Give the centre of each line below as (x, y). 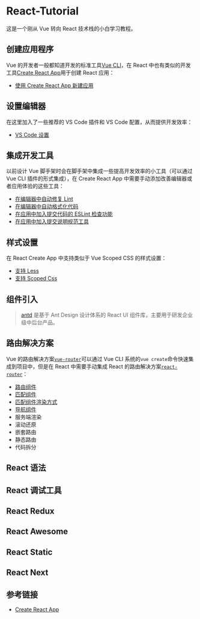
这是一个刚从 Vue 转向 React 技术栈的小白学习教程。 (71, 28)
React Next (27, 573)
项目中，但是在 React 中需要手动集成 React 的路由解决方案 (89, 366)
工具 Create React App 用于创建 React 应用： (60, 72)
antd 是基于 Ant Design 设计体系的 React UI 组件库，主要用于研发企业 (107, 315)
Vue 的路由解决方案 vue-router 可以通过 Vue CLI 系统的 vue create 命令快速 (98, 359)
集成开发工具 (30, 155)
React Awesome (37, 532)
